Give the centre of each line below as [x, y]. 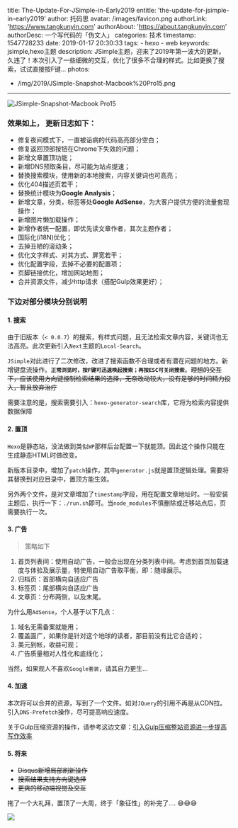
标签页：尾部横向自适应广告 [58, 588]
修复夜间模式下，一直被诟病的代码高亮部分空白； [89, 140]
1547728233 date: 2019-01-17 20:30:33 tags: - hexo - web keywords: [109, 43]
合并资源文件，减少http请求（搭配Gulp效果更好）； [91, 282]
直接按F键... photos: [61, 69]
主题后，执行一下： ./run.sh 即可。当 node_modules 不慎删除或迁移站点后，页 [117, 503]
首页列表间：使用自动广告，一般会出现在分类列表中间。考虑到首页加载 [120, 561]
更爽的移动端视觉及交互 [52, 788]
